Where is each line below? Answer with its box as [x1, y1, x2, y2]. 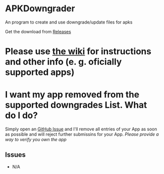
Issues [5, 150, 26, 159]
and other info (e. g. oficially [5, 56, 122, 68]
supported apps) [5, 67, 75, 78]
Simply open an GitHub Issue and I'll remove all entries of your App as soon [5, 126, 158, 132]
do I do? [5, 110, 38, 121]
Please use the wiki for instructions [5, 46, 152, 57]
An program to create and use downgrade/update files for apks [5, 19, 133, 25]
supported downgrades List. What [5, 99, 147, 111]
